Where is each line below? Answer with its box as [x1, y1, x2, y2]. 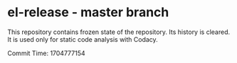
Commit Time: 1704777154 [7, 49, 85, 57]
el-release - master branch [7, 4, 169, 21]
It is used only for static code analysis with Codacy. [7, 35, 158, 43]
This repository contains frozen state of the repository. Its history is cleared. [7, 28, 230, 36]
